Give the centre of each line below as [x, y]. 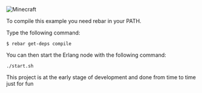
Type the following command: [43, 33]
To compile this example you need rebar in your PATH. [74, 21]
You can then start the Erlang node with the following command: [86, 55]
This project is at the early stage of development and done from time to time [101, 77]
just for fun [20, 84]
